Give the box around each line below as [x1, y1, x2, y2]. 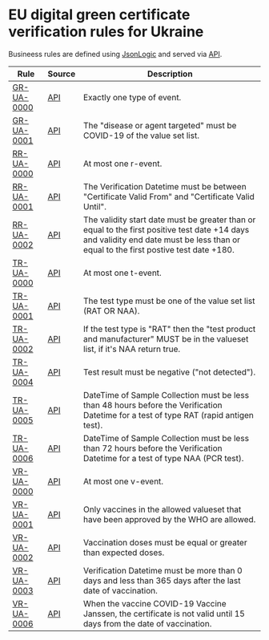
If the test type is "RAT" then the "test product [82, 323, 256, 334]
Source [47, 68, 76, 79]
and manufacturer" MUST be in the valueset [82, 333, 249, 344]
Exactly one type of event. [82, 91, 182, 103]
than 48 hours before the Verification [82, 399, 223, 411]
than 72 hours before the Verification [82, 443, 223, 454]
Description [147, 68, 194, 79]
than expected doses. [82, 547, 165, 558]
